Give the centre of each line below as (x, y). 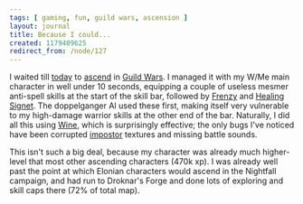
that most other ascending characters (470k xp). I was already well (153, 162)
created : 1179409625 (48, 43)
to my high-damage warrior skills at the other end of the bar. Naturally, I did (150, 116)
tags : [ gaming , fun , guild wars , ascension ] (99, 18)
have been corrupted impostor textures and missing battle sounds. (133, 134)
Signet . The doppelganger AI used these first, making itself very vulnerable (149, 106)
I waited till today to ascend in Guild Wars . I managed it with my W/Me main (150, 77)
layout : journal (40, 26)
